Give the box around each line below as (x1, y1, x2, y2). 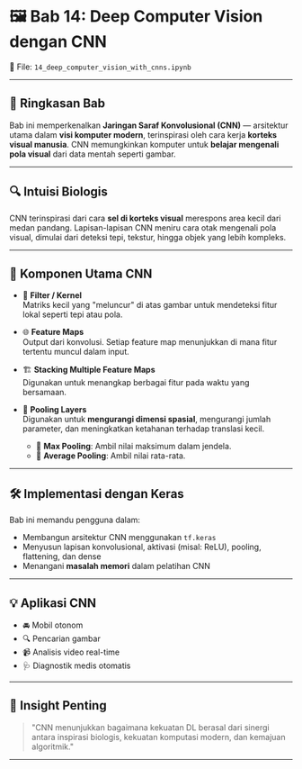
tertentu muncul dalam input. (22, 347, 129, 357)
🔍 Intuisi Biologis (9, 185, 108, 200)
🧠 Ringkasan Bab (9, 95, 106, 112)
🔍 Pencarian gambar (22, 633, 101, 644)
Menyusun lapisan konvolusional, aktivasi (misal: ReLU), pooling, (22, 541, 262, 553)
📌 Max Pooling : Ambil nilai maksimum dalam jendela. (35, 441, 232, 452)
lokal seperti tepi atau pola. (22, 309, 123, 320)
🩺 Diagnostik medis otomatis (22, 660, 131, 671)
